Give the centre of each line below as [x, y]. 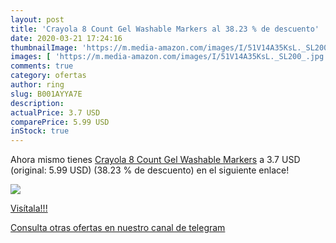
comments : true [42, 66]
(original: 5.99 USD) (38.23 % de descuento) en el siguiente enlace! [150, 170]
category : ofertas [48, 76]
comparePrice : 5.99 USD [60, 122]
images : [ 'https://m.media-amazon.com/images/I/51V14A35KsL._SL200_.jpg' [169, 57]
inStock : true [40, 131]
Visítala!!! [29, 208]
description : [37, 103]
